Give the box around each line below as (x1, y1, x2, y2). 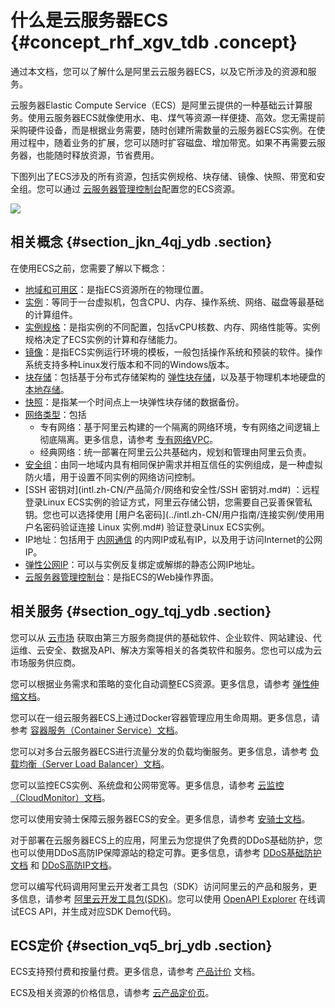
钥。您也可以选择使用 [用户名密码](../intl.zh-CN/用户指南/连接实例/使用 (24, 508, 317, 520)
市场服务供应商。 (10, 656, 81, 668)
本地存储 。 (24, 383, 70, 395)
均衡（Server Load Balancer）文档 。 (18, 757, 170, 770)
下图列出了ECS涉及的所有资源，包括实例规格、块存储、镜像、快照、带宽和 (10, 170, 317, 182)
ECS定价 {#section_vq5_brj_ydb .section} (10, 937, 273, 954)
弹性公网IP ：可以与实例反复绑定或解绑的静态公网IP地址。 (24, 558, 261, 570)
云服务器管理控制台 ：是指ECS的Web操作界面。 (24, 571, 220, 583)
